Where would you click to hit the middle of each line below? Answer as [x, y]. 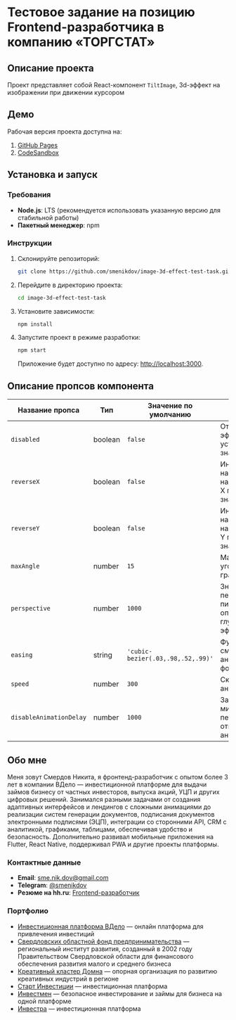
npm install [35, 324]
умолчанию [170, 414]
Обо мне [27, 760]
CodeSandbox [38, 153]
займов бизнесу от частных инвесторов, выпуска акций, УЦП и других [113, 791]
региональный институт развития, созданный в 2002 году [105, 949]
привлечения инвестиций [56, 933]
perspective [31, 608]
